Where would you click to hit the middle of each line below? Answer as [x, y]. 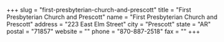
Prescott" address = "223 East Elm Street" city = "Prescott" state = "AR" [109, 24]
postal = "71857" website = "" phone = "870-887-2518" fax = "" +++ [103, 31]
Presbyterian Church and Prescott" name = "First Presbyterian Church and [112, 17]
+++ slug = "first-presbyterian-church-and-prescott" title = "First [99, 10]
